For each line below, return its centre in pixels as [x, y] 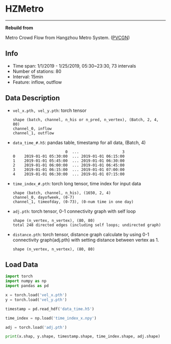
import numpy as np [26, 281]
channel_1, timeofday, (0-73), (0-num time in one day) [73, 202]
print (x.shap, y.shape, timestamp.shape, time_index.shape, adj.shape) [83, 336]
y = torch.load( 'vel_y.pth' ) [36, 300]
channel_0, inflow [32, 128]
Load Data [22, 264]
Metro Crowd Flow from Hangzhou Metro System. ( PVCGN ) [68, 37]
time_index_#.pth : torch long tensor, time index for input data [77, 183]
